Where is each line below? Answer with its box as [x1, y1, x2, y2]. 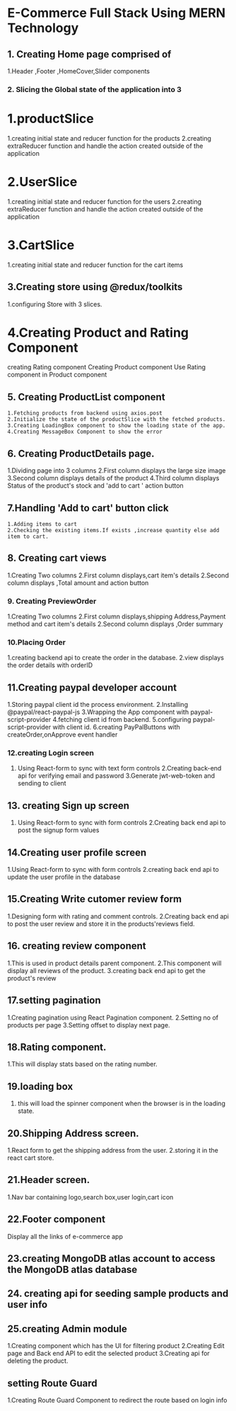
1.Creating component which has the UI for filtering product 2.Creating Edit [7, 1342, 225, 1350]
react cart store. [7, 1153, 54, 1162]
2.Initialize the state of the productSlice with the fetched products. [7, 416, 226, 423]
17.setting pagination [7, 994, 101, 1006]
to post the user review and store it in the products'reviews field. [7, 919, 196, 928]
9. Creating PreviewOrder [7, 596, 97, 606]
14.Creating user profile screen [7, 846, 147, 858]
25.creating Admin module [7, 1323, 127, 1335]
